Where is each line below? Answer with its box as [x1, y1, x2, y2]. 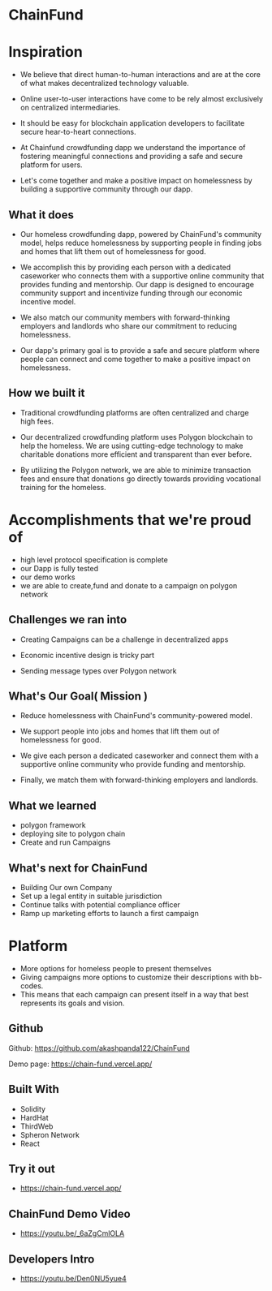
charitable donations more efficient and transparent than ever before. [19, 449, 253, 459]
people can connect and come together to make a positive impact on [19, 354, 252, 364]
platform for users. [19, 160, 83, 170]
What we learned [8, 798, 97, 812]
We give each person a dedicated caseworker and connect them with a [19, 751, 259, 760]
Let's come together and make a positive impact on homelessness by [19, 176, 253, 186]
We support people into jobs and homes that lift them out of [19, 726, 220, 736]
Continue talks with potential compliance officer [19, 899, 181, 910]
